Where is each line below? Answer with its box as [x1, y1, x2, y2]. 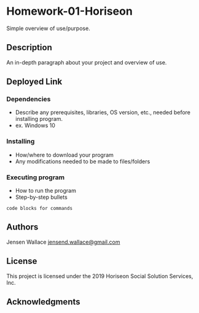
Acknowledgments [6, 296, 81, 307]
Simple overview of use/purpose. [6, 25, 90, 32]
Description [6, 42, 52, 53]
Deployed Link [6, 77, 63, 87]
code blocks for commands [6, 206, 72, 212]
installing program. [15, 115, 63, 123]
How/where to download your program [15, 151, 114, 158]
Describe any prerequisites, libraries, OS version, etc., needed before [15, 109, 191, 116]
